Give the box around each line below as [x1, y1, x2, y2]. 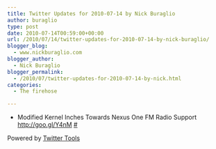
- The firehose [13, 88, 58, 95]
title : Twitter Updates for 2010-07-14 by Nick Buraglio [7, 10, 176, 17]
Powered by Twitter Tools [7, 134, 81, 143]
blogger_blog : [7, 42, 49, 49]
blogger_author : [7, 56, 54, 63]
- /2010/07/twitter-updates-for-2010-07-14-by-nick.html [13, 74, 182, 82]
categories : [7, 81, 42, 88]
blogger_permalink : [7, 68, 64, 75]
